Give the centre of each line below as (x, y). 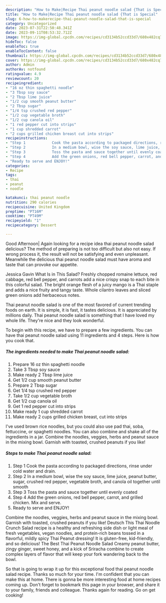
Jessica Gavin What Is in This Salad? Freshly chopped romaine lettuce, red (81, 274)
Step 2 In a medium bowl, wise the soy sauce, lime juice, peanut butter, (85, 476)
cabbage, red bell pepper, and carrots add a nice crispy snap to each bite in (83, 279)
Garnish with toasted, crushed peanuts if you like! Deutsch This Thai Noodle (83, 523)
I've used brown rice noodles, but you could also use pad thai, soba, (75, 426)
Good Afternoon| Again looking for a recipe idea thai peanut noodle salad (80, 243)
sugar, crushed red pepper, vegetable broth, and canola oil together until (86, 482)
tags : (11, 175)
